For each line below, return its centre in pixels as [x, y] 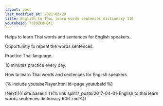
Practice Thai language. [29, 56]
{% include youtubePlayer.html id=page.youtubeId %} [59, 84]
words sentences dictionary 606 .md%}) [46, 99]
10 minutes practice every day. [36, 65]
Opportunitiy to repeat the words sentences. [49, 46]
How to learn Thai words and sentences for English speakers [66, 75]
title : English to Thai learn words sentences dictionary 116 [69, 18]
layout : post [18, 9]
